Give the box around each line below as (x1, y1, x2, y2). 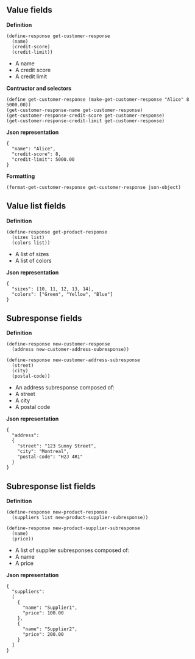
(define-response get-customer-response (6, 33, 111, 39)
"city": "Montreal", (17, 449, 69, 455)
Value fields (6, 5, 53, 15)
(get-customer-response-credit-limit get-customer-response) (6, 117, 165, 124)
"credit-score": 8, (12, 151, 62, 157)
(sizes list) (12, 234, 45, 240)
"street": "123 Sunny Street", (17, 443, 97, 449)
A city (15, 397, 30, 404)
